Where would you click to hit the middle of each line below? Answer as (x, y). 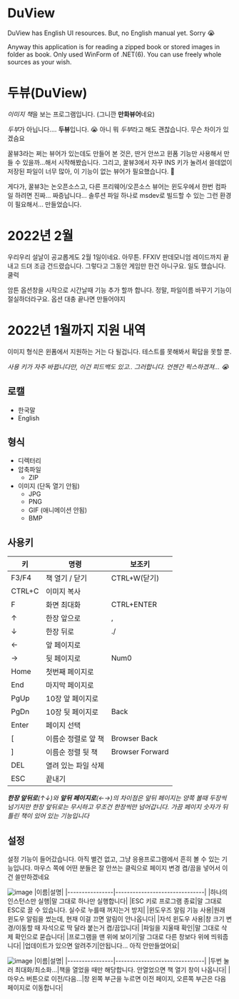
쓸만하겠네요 (32, 877)
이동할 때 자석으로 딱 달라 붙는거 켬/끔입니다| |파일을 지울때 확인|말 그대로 (117, 928)
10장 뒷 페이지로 (72, 712)
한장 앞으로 (63, 618)
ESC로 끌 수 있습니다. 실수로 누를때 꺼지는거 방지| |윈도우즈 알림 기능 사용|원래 (117, 910)
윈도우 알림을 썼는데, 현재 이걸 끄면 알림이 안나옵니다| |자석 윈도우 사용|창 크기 (116, 919)
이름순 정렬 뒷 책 (72, 753)
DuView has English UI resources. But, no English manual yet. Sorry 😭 (111, 33)
